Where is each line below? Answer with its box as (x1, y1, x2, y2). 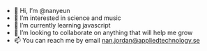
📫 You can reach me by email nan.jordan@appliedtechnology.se (13, 37, 200, 44)
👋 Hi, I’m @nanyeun (13, 7, 71, 14)
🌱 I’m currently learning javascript (13, 21, 111, 29)
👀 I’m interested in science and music (13, 14, 122, 22)
